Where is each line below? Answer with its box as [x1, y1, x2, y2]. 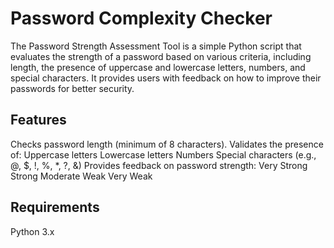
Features [10, 112, 67, 129]
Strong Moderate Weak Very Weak [10, 170, 153, 182]
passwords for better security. [10, 82, 135, 94]
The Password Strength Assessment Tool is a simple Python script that [10, 40, 302, 52]
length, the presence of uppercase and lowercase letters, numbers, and [10, 61, 306, 73]
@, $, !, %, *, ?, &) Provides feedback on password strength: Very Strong [10, 159, 308, 171]
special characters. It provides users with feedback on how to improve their [10, 72, 322, 84]
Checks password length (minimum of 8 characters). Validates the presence [10, 138, 324, 150]
